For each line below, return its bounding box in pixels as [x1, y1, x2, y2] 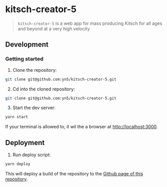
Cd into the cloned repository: [12, 86, 75, 92]
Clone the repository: [12, 67, 57, 73]
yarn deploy [5, 162, 30, 167]
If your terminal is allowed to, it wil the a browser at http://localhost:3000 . [5, 124, 158, 130]
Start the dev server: [12, 105, 56, 111]
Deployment [5, 138, 45, 147]
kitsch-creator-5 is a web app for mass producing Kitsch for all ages [17, 20, 162, 26]
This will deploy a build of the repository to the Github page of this [5, 170, 143, 176]
